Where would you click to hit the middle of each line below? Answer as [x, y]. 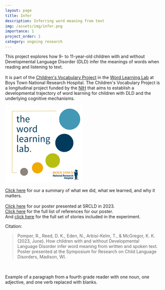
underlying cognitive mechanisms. [40, 98]
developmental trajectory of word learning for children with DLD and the [78, 93]
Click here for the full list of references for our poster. [59, 211]
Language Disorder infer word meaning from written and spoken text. [87, 246]
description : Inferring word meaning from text [55, 21]
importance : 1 [20, 31]
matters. [14, 196]
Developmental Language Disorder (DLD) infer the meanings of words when [82, 61]
